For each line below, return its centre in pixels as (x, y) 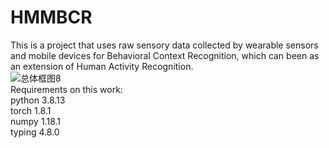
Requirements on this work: (66, 89)
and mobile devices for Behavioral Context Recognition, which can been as (165, 55)
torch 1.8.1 (31, 110)
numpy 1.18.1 (35, 121)
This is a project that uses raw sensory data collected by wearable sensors (164, 45)
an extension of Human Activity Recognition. (102, 66)
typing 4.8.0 (35, 132)
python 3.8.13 (38, 100)
